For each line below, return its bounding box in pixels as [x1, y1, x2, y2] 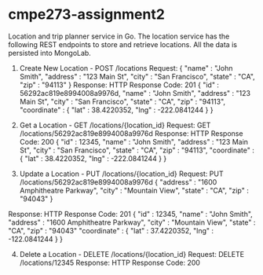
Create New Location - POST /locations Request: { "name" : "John [19, 63, 233, 72]
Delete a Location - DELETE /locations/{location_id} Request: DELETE [19, 249, 245, 258]
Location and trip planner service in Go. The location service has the [8, 31, 230, 41]
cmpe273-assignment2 [8, 5, 165, 24]
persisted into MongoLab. [8, 48, 92, 57]
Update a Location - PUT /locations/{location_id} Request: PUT [19, 169, 224, 178]
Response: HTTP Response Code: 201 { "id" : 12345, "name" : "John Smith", [8, 209, 253, 218]
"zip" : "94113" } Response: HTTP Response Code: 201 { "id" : [19, 80, 220, 90]
